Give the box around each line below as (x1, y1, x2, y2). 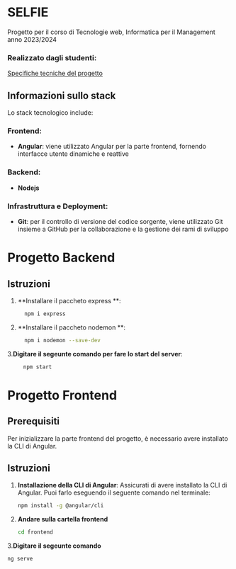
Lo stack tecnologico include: (7, 108, 94, 117)
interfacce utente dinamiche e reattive (17, 150, 129, 158)
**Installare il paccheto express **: (17, 296, 122, 305)
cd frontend (17, 529, 53, 536)
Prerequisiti (7, 415, 60, 427)
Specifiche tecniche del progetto (7, 69, 103, 78)
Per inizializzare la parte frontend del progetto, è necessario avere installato (7, 434, 228, 443)
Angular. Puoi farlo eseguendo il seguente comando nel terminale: (17, 488, 211, 497)
